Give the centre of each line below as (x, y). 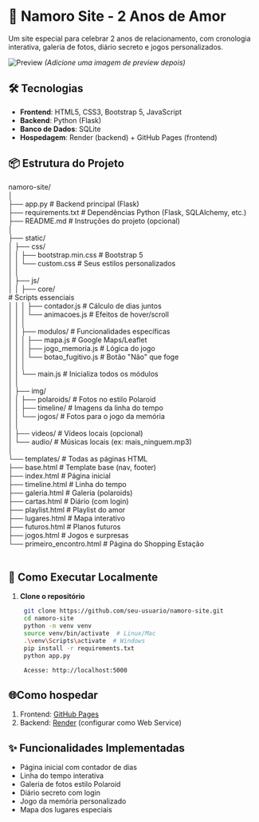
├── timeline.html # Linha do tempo (67, 484)
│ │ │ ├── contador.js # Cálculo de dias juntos (85, 305)
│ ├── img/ (27, 390)
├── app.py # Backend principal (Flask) (74, 204)
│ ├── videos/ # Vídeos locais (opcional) (76, 433)
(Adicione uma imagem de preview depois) (115, 62)
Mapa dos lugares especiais (66, 810)
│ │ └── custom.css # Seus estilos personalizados (92, 263)
